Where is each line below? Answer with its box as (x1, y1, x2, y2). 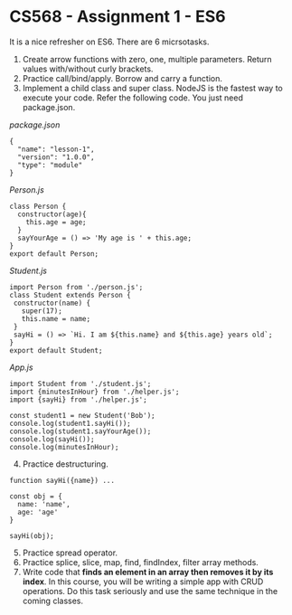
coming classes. (22, 595, 84, 606)
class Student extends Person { (9, 290, 131, 299)
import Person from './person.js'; (9, 282, 144, 291)
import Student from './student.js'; (9, 379, 152, 388)
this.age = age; (25, 217, 88, 227)
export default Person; (9, 249, 99, 259)
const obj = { (9, 491, 63, 501)
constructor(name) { (13, 298, 91, 307)
